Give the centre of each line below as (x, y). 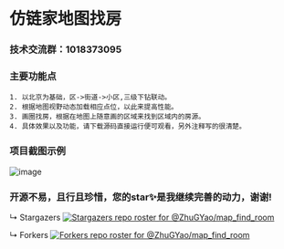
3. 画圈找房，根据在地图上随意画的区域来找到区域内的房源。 (107, 117)
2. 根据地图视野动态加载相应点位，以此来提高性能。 (94, 107)
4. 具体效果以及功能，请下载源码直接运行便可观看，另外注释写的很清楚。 (128, 127)
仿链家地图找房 (66, 19)
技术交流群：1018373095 (66, 49)
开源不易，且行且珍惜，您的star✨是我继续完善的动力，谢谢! (141, 197)
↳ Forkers (29, 235)
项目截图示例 (38, 151)
